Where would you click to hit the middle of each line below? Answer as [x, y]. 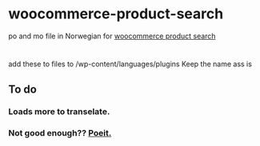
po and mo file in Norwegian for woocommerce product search [112, 36]
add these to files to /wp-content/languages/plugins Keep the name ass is [130, 64]
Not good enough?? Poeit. [60, 133]
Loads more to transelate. [59, 112]
